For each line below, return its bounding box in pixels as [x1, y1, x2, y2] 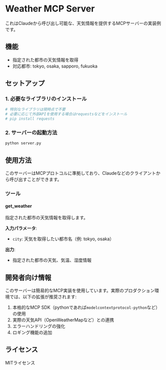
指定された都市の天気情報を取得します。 [5, 215, 88, 221]
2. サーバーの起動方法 [5, 129, 57, 136]
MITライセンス [5, 359, 35, 365]
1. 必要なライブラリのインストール [5, 96, 87, 103]
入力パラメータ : [5, 225, 37, 231]
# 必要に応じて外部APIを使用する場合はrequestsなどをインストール [5, 112, 127, 117]
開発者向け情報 [5, 273, 51, 282]
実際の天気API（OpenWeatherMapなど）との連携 [12, 316, 114, 323]
